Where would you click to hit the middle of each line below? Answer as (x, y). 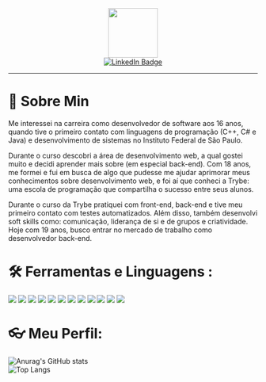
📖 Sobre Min (49, 101)
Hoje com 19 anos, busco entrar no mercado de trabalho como (110, 230)
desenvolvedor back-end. (50, 238)
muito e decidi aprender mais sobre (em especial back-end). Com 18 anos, (130, 164)
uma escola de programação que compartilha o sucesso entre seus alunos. (131, 189)
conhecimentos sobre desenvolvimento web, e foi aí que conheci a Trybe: (129, 181)
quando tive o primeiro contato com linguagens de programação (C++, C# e (132, 132)
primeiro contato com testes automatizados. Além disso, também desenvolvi (133, 212)
